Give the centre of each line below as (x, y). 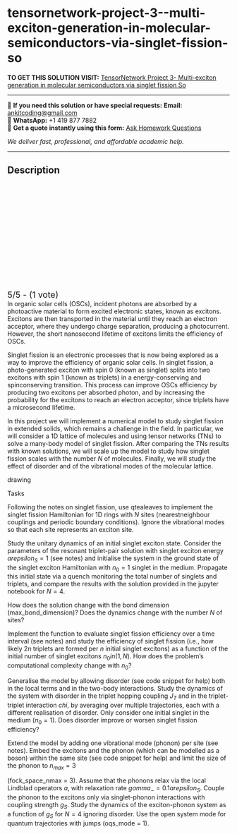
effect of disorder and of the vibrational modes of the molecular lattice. (110, 466)
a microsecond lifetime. (41, 407)
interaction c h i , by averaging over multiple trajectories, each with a (123, 705)
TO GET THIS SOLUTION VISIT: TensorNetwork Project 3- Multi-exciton (112, 77)
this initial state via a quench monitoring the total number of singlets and (112, 576)
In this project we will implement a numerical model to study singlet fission (115, 421)
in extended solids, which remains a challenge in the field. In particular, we (115, 428)
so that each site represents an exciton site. (71, 529)
